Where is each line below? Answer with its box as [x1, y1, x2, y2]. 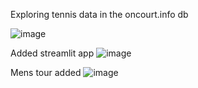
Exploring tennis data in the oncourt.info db [10, 9, 189, 20]
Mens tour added [10, 67, 82, 78]
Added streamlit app [10, 47, 95, 59]
